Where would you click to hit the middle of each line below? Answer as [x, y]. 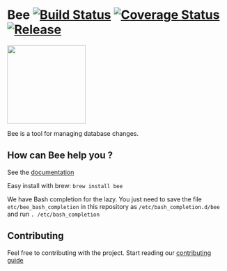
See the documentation [41, 172]
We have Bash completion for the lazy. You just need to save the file [104, 199]
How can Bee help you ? [60, 156]
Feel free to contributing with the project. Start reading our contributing [109, 253]
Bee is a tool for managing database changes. [73, 133]
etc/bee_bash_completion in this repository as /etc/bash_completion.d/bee [114, 206]
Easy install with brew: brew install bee [65, 185]
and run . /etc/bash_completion [53, 214]
